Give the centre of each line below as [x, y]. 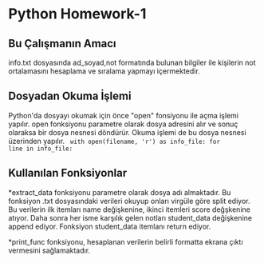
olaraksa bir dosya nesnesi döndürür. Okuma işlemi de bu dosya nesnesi [127, 132]
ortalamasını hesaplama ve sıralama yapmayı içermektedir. [104, 71]
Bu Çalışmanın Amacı [63, 44]
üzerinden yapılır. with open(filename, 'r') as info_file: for [114, 141]
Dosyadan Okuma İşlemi [70, 96]
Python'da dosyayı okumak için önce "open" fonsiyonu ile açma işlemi [124, 115]
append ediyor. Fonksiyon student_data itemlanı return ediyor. [110, 226]
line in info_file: [41, 149]
